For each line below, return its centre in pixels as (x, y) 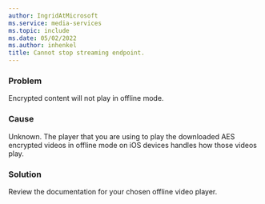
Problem (25, 81)
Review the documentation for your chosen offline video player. (113, 191)
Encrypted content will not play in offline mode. (86, 98)
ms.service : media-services (55, 23)
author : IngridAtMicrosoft (53, 16)
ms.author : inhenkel (43, 46)
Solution (25, 174)
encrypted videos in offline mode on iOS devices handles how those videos (133, 145)
